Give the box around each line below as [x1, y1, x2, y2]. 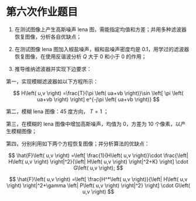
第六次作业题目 [6, 5, 78, 19]
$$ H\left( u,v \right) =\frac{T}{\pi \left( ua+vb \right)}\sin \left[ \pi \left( [13, 89, 184, 97]
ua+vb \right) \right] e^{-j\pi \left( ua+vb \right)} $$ [37, 96, 160, 103]
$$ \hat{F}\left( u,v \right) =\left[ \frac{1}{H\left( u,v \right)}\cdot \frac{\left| [8, 152, 188, 159]
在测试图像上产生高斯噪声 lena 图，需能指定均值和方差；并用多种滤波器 [14, 26, 187, 33]
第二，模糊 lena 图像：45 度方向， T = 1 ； [6, 108, 109, 115]
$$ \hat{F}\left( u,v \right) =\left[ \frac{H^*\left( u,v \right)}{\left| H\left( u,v [9, 175, 188, 182]
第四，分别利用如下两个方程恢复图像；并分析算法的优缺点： [6, 140, 150, 147]
